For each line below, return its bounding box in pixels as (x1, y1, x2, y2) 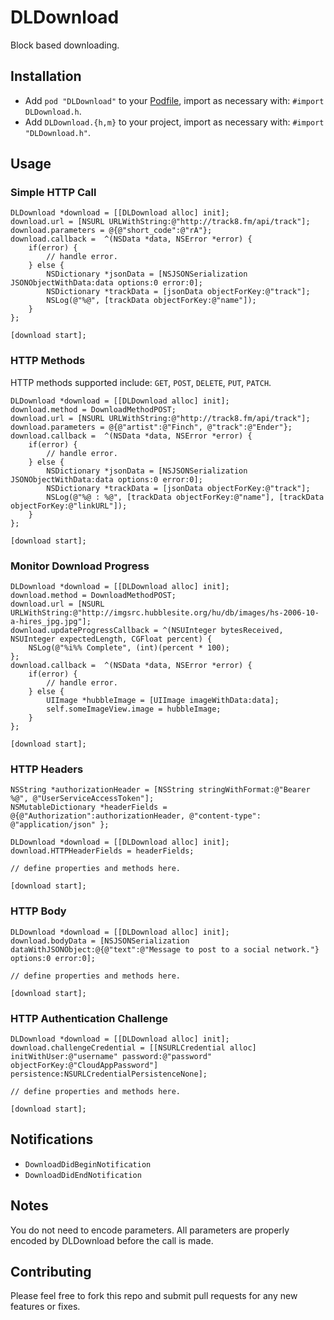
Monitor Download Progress (10, 559, 150, 573)
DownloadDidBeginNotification (24, 1159, 152, 1170)
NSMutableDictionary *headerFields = (10, 802, 168, 813)
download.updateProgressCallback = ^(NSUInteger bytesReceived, (10, 626, 284, 636)
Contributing (10, 1263, 92, 1280)
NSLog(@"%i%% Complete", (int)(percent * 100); (28, 643, 230, 653)
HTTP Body (10, 904, 67, 918)
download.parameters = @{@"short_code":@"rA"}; (10, 226, 213, 236)
